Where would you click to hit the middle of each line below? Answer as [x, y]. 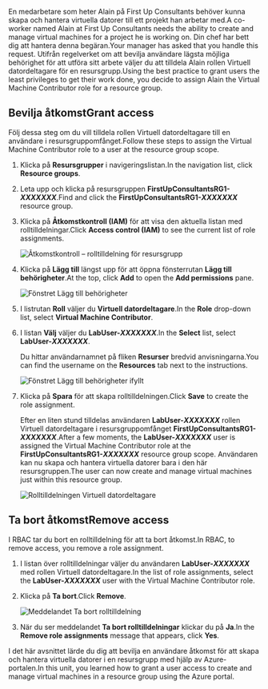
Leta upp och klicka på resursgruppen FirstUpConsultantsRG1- [125, 189]
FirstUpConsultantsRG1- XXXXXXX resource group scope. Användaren [139, 454]
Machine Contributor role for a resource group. [86, 88]
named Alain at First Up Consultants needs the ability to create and [144, 28]
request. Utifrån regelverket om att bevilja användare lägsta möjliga [119, 54]
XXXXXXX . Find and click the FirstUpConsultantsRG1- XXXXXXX [129, 197]
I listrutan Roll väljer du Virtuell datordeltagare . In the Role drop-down [135, 309]
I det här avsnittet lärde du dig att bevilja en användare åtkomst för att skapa [134, 651]
